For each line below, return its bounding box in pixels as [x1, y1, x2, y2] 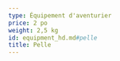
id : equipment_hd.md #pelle [8, 33, 98, 42]
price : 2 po [8, 19, 48, 27]
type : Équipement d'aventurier [8, 11, 112, 20]
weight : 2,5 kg [8, 26, 59, 34]
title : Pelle [8, 41, 52, 49]
